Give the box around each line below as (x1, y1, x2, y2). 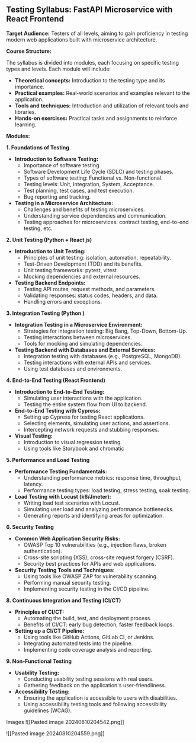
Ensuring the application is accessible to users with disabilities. (23, 694, 178, 701)
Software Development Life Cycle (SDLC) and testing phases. (23, 168, 173, 175)
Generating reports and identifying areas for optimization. (23, 512, 164, 519)
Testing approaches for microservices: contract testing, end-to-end (23, 218, 189, 225)
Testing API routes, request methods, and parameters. (23, 285, 156, 292)
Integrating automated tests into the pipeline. (23, 640, 133, 647)
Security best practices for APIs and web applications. (23, 560, 156, 567)
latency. (23, 480, 43, 487)
